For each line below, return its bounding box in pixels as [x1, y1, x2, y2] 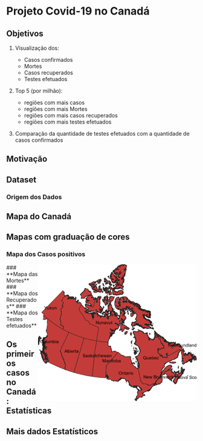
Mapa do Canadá [6, 211, 71, 222]
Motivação [6, 154, 48, 164]
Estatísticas [6, 406, 52, 416]
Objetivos [6, 28, 43, 39]
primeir [6, 349, 34, 359]
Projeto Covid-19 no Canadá [6, 4, 150, 18]
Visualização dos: [14, 44, 59, 51]
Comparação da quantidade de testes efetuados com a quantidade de [14, 130, 190, 137]
